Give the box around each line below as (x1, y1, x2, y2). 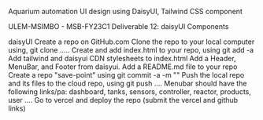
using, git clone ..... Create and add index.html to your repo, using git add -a (8, 45, 254, 54)
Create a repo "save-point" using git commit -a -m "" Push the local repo (8, 71, 245, 79)
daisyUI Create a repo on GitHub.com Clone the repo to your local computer (8, 37, 255, 46)
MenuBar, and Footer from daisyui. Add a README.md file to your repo (8, 62, 238, 71)
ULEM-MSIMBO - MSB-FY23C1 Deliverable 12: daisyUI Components (8, 22, 229, 31)
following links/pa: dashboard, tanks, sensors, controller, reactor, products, (8, 87, 252, 96)
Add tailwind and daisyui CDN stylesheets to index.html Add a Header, (8, 54, 236, 63)
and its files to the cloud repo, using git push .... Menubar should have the (8, 78, 247, 88)
